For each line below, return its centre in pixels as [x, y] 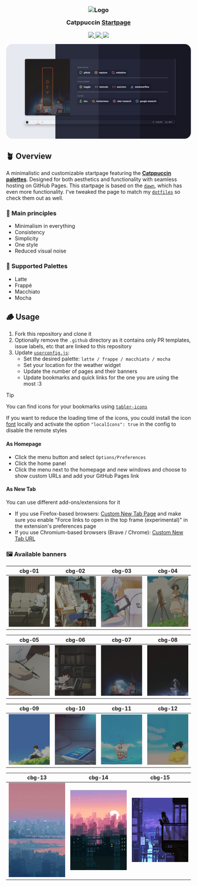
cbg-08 [168, 639]
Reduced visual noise [40, 251]
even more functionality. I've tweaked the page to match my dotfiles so [93, 192]
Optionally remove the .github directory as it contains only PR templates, [103, 340]
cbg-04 [168, 571]
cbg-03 [122, 571]
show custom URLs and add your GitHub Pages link [77, 476]
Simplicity [26, 238]
